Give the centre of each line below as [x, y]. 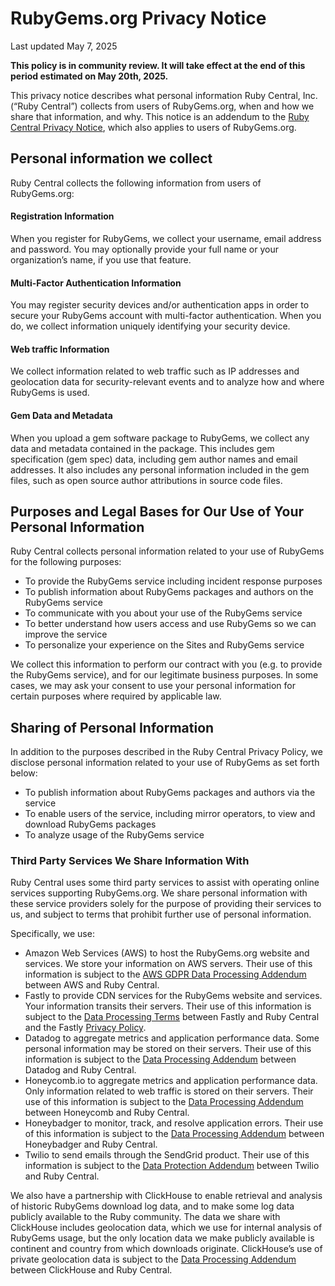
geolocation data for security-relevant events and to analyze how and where [167, 382]
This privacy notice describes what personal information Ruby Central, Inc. [164, 95]
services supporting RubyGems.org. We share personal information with [159, 893]
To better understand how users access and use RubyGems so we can [170, 624]
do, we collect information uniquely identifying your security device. [150, 326]
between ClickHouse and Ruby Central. [91, 1270]
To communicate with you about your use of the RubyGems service [163, 613]
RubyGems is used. [50, 393]
